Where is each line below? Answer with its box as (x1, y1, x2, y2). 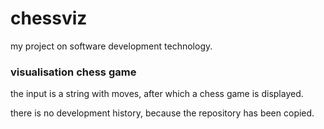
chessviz (10, 7, 88, 30)
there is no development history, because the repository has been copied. (10, 107, 315, 119)
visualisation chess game (10, 65, 137, 79)
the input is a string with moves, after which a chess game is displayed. (10, 88, 304, 100)
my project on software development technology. (10, 40, 213, 52)
